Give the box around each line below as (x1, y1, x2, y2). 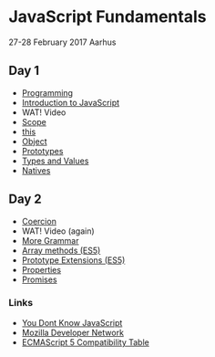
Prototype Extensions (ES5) (21, 254, 126, 266)
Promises (21, 274, 57, 285)
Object (21, 135, 47, 147)
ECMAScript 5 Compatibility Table (21, 336, 149, 348)
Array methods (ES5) (21, 245, 101, 256)
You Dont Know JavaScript (21, 317, 123, 328)
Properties (21, 264, 61, 275)
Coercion (21, 215, 56, 226)
